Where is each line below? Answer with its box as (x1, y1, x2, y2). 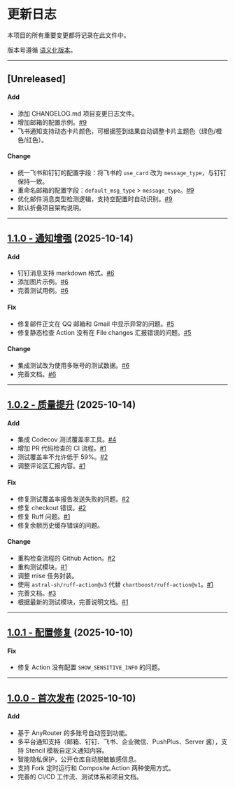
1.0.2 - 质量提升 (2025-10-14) (7, 399, 136, 411)
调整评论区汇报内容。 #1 (17, 462, 86, 470)
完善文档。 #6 (17, 369, 57, 378)
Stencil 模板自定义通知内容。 (25, 746, 108, 754)
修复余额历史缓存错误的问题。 (17, 521, 104, 529)
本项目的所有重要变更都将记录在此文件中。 (7, 31, 130, 39)
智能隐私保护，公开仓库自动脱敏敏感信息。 (17, 755, 141, 763)
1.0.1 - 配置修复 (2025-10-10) (7, 627, 134, 638)
